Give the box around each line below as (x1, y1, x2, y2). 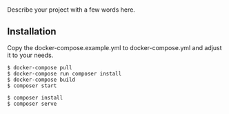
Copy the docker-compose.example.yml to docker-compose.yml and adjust (7, 44, 222, 52)
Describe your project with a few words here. (7, 5, 136, 14)
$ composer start (7, 82, 57, 89)
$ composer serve (7, 100, 57, 107)
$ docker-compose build (7, 76, 76, 83)
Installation (7, 25, 57, 37)
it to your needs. (7, 51, 54, 59)
